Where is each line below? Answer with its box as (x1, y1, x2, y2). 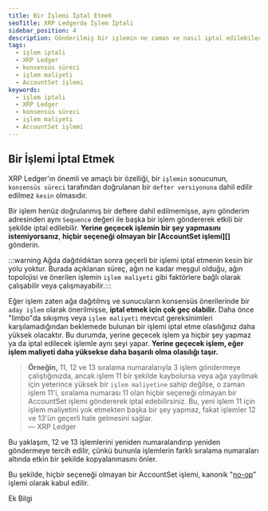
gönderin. (8, 240, 41, 250)
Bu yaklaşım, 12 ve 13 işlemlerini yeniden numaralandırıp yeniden (8, 437, 221, 446)
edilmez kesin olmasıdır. (8, 191, 88, 200)
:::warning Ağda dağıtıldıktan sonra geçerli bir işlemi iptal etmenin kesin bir (8, 255, 254, 265)
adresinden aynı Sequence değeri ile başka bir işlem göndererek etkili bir (8, 214, 243, 224)
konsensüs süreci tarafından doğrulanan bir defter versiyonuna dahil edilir (8, 182, 253, 191)
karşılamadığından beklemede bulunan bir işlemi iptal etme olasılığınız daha (8, 321, 255, 331)
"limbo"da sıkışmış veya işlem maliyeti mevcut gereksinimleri (8, 312, 213, 323)
